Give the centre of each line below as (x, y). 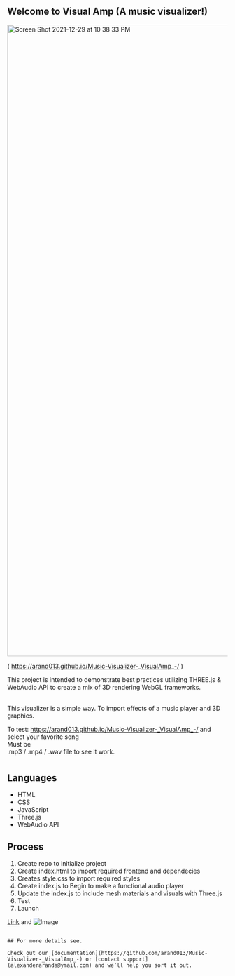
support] (136, 960)
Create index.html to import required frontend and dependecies (109, 871)
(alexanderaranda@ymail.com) (50, 965)
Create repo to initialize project (62, 864)
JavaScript (33, 810)
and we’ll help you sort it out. (143, 965)
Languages (32, 778)
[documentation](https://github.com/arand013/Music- (130, 954)
